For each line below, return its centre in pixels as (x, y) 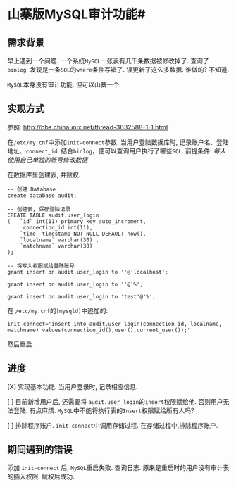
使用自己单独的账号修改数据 (48, 160)
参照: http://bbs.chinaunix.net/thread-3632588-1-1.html (88, 127)
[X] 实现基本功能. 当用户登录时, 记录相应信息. (73, 386)
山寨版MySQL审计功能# (76, 14)
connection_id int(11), (58, 227)
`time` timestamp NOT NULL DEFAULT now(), (83, 234)
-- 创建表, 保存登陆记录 (39, 209)
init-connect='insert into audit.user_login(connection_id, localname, (114, 324)
